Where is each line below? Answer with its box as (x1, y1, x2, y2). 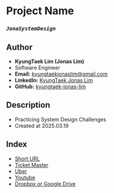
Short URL (14, 155, 40, 162)
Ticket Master (14, 161, 49, 168)
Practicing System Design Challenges (14, 115, 106, 123)
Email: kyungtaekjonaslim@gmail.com (14, 70, 108, 78)
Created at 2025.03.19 (14, 122, 69, 129)
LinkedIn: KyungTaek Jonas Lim (14, 76, 93, 83)
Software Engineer (14, 64, 60, 71)
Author (6, 42, 32, 52)
